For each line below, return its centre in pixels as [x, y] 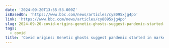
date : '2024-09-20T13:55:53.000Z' [41, 10]
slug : [11, 24]
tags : [11, 28]
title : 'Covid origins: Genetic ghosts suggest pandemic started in [78, 38]
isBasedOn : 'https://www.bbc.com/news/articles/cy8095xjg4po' [72, 14]
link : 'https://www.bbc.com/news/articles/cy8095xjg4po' [66, 19]
